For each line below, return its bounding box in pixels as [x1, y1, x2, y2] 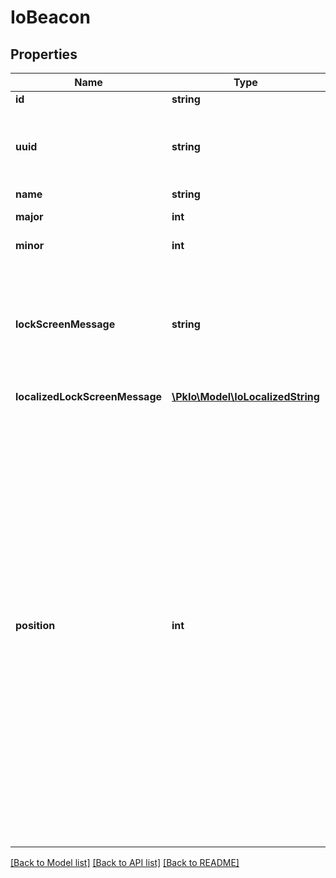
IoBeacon [10, 6, 91, 29]
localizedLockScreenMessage [15, 390, 163, 403]
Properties [10, 46, 78, 63]
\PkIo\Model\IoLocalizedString [171, 390, 320, 403]
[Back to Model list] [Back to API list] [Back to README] [10, 857, 240, 868]
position [15, 619, 56, 632]
